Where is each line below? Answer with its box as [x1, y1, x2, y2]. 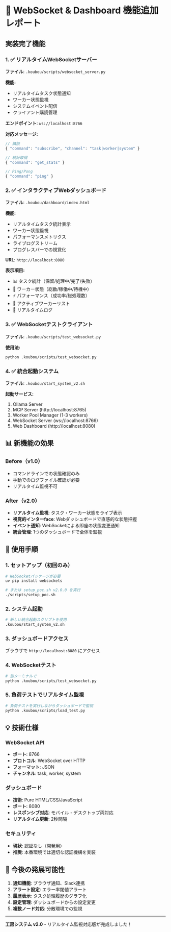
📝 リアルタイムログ [12, 307, 53, 313]
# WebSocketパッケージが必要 [5, 574, 61, 579]
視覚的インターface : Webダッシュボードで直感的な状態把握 [12, 516, 137, 522]
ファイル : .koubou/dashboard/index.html [5, 200, 90, 206]
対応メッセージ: [5, 131, 38, 137]
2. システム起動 [5, 605, 43, 612]
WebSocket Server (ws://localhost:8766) [12, 417, 98, 424]
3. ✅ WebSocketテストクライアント [5, 321, 93, 328]
